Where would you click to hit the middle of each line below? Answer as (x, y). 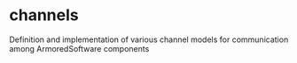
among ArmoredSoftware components (79, 48)
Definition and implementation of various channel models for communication (149, 39)
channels (44, 15)
